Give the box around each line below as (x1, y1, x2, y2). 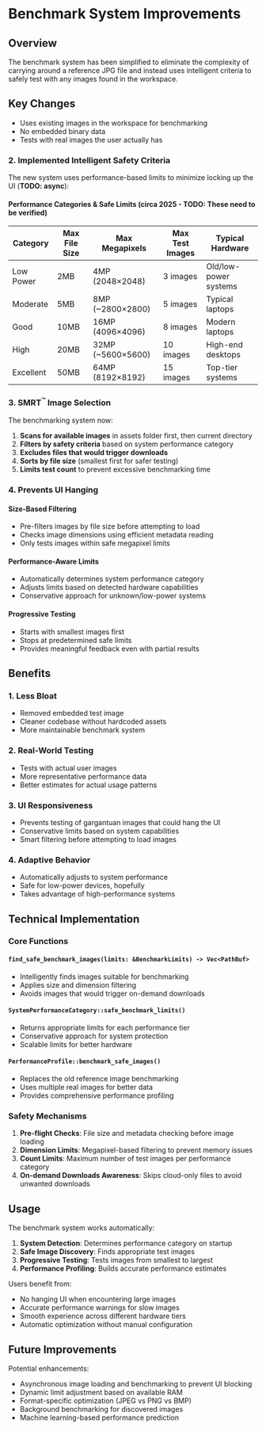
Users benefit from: (8, 1279, 72, 1289)
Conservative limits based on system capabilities (19, 826, 180, 835)
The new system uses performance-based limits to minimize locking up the (8, 173, 254, 182)
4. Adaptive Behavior (8, 854, 91, 865)
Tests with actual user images (19, 763, 117, 773)
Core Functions (8, 936, 69, 947)
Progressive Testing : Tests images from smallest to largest (19, 1256, 214, 1265)
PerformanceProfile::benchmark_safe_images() (8, 1057, 161, 1066)
